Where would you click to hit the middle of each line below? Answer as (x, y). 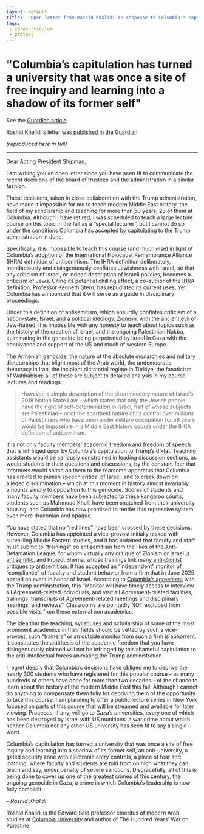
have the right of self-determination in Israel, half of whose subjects (106, 407)
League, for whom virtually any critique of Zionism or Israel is (113, 553)
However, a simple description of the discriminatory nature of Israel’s (107, 394)
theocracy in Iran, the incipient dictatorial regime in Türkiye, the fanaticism (99, 370)
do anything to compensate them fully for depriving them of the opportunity (101, 693)
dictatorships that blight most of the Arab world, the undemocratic (89, 363)
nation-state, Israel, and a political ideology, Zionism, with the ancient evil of (101, 319)
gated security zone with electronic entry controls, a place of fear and (93, 757)
